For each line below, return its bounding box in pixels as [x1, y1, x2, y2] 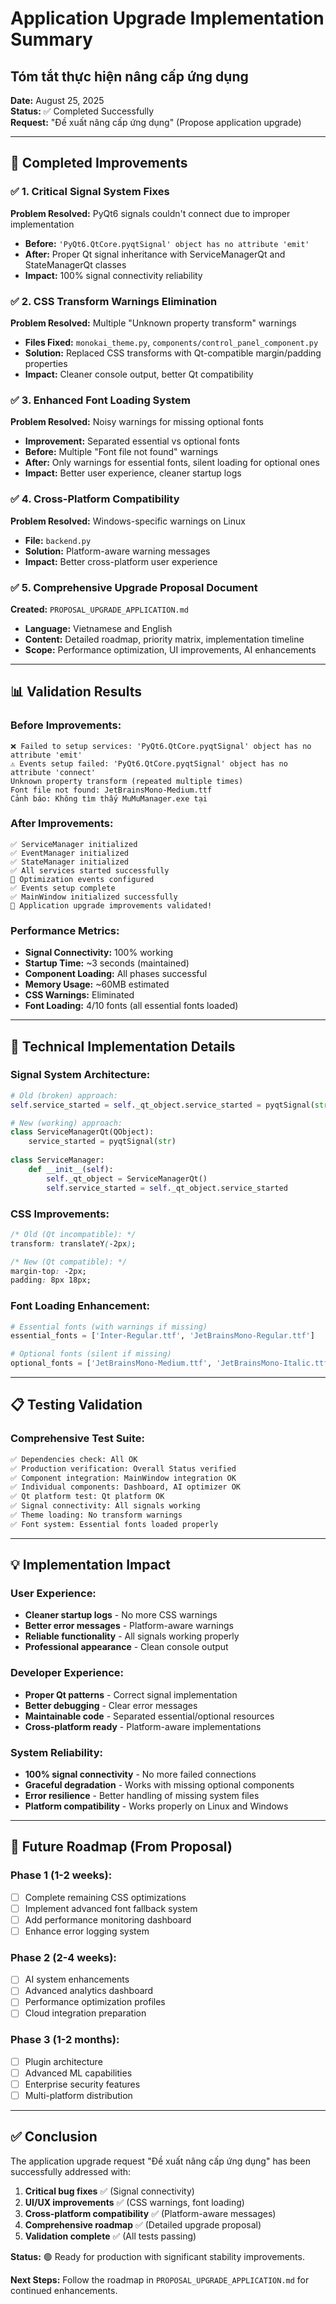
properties [24, 357, 68, 369]
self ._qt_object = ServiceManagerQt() [46, 1173, 208, 1184]
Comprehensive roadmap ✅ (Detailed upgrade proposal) [24, 2218, 262, 2231]
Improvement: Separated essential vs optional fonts [24, 435, 240, 447]
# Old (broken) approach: [10, 1090, 118, 1101]
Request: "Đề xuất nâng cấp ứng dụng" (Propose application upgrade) [10, 117, 302, 128]
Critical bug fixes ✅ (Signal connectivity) [24, 2185, 195, 2197]
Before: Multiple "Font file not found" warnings [24, 446, 219, 458]
